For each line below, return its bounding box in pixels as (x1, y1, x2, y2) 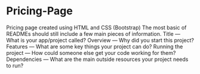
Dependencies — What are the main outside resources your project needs (6, 55, 189, 63)
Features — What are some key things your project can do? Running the (6, 43, 183, 50)
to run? (6, 61, 24, 69)
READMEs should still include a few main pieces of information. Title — (6, 30, 181, 37)
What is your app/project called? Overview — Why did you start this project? (6, 36, 194, 44)
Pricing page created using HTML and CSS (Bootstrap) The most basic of (6, 24, 187, 31)
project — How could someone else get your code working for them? (6, 49, 176, 56)
